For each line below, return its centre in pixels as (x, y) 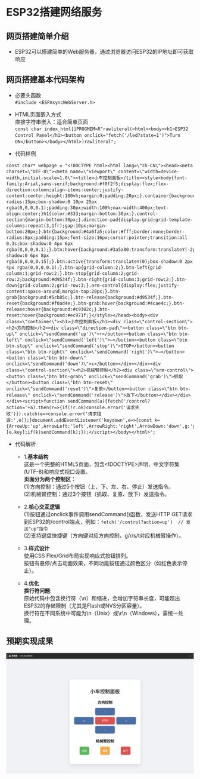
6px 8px (40, 255)
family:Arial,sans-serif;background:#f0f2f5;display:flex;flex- (87, 184)
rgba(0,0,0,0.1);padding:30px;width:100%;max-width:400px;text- (87, 208)
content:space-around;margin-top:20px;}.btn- (63, 291)
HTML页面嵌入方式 (38, 114)
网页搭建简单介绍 (37, 36)
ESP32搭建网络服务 (54, 12)
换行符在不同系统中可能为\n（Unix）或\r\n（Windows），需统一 (101, 613)
